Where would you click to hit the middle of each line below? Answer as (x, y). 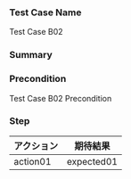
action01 (33, 161)
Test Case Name (45, 12)
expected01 (92, 161)
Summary (31, 55)
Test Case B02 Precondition (61, 98)
